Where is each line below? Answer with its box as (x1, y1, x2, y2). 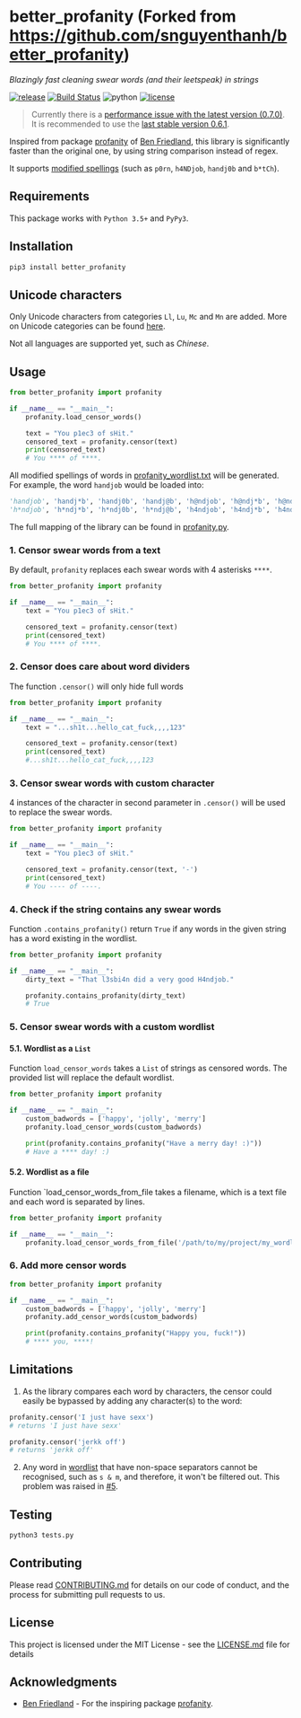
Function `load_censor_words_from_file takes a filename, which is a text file (9, 1186, 287, 1197)
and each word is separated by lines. (9, 1196, 145, 1207)
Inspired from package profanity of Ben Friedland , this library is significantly (9, 136, 290, 146)
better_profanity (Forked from (9, 6, 236, 27)
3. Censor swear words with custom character (9, 777, 215, 789)
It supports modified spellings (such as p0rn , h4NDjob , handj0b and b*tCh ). (9, 163, 279, 173)
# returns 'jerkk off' (9, 1446, 94, 1455)
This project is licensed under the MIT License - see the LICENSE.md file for (9, 1639, 290, 1650)
